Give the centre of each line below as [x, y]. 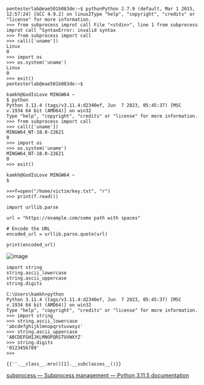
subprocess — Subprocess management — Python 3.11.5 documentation [98, 375]
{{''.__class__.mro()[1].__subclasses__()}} [64, 364]
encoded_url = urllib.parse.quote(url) [57, 234]
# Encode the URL [28, 229]
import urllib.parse [33, 207]
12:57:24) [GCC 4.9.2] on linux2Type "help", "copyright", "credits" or [101, 14]
